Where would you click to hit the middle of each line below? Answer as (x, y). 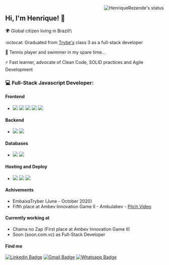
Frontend (15, 97)
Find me (14, 246)
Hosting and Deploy (26, 166)
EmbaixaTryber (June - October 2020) (52, 201)
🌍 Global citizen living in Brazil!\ (38, 31)
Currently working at (27, 218)
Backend (15, 120)
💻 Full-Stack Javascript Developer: (50, 82)
